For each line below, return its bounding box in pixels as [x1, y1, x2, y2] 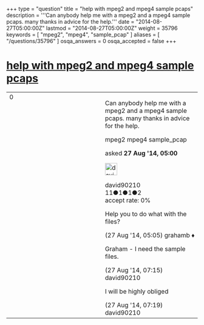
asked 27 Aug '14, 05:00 [105, 149, 178, 157]
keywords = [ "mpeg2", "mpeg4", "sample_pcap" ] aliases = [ [6, 31, 160, 38]
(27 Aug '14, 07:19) [105, 301, 163, 309]
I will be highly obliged [105, 287, 169, 295]
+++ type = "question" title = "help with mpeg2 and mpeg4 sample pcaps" [6, 5, 193, 12]
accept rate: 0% [105, 196, 151, 204]
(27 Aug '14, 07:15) [105, 265, 163, 274]
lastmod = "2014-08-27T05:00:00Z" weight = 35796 [46, 24, 178, 32]
